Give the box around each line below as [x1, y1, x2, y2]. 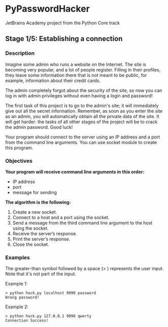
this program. [5, 144, 33, 151]
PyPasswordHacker [5, 3, 90, 15]
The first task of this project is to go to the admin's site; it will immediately [5, 102, 159, 108]
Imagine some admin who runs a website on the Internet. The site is [5, 61, 147, 67]
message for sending [12, 189, 57, 195]
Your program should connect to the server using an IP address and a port [5, 134, 160, 140]
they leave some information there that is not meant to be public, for [5, 72, 147, 78]
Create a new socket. [12, 209, 57, 215]
